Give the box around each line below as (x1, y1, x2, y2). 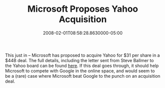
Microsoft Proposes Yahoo (27, 3, 138, 15)
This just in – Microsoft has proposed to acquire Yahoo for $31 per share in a (5, 52, 160, 58)
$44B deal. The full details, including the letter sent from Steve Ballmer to (5, 57, 154, 63)
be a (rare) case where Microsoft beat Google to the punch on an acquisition (5, 73, 161, 79)
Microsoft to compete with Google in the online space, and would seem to (5, 67, 155, 74)
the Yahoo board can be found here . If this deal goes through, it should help (5, 63, 159, 68)
